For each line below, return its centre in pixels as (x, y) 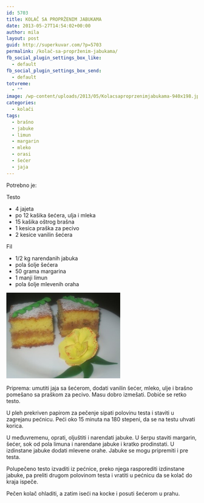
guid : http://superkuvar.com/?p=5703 (54, 45)
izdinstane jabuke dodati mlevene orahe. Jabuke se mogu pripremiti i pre (97, 450)
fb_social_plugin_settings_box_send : (54, 71)
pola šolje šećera (36, 264)
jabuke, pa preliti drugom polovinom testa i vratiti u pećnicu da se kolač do (99, 475)
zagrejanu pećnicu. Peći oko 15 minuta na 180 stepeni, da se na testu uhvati (101, 419)
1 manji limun (31, 278)
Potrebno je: (22, 185)
